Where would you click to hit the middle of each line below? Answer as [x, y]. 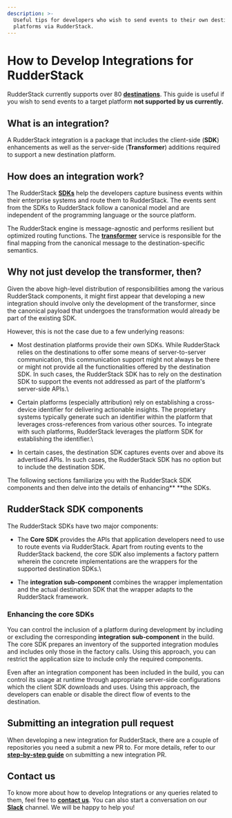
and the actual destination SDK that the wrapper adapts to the [105, 589]
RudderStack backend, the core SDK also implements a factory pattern [118, 554]
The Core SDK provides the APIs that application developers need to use [120, 539]
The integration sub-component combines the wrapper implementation [120, 582]
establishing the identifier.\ [55, 438]
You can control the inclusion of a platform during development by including [115, 630]
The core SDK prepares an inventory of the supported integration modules [113, 644]
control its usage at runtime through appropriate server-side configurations [114, 679]
